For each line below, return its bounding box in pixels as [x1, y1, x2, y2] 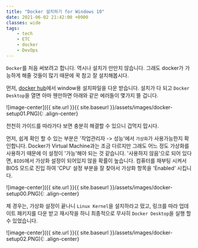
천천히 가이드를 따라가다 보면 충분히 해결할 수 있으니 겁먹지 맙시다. [6, 122, 159, 129]
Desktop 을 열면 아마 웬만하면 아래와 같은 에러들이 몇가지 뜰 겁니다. [6, 91, 158, 98]
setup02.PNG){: [6, 235, 45, 242]
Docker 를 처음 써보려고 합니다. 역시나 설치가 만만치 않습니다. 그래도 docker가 [6, 64, 184, 71]
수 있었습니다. [6, 217, 38, 224]
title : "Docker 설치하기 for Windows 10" [6, 8, 105, 15]
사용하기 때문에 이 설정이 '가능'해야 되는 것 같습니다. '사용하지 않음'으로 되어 [6, 150, 181, 157]
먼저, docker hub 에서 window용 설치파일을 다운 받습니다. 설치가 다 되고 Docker [6, 84, 190, 91]
